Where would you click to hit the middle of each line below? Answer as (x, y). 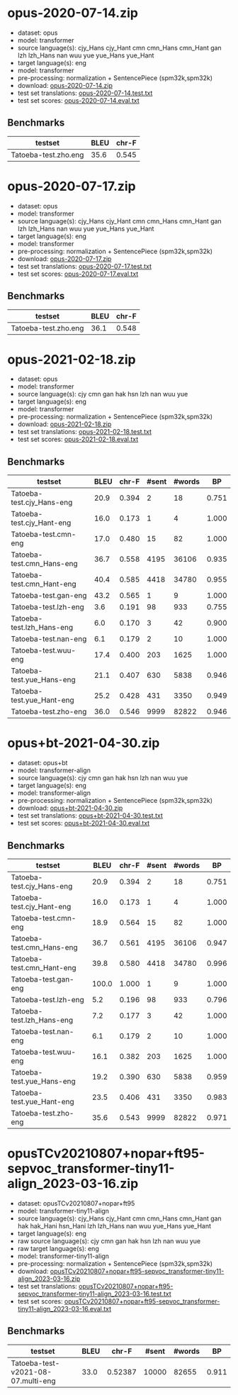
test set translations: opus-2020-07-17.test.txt (85, 266)
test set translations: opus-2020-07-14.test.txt (85, 93)
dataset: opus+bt (42, 763)
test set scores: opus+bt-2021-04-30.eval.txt (84, 823)
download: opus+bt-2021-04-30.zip (70, 808)
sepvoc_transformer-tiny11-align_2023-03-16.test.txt (94, 1294)
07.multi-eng (33, 1381)
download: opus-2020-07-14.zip (65, 85)
